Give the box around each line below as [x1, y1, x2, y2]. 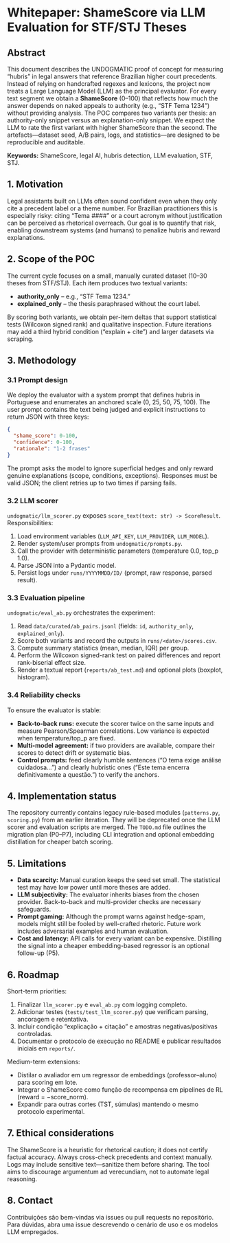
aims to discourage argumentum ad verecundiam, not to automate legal [7, 1167, 209, 1176]
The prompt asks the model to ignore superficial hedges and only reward [7, 464, 214, 472]
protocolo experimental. [16, 1108, 85, 1116]
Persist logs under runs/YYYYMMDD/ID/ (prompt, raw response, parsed [16, 569, 212, 577]
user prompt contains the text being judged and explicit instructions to [7, 406, 206, 414]
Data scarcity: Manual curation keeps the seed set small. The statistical [16, 876, 221, 884]
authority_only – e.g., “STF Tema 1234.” [16, 292, 130, 300]
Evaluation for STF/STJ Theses [7, 19, 187, 35]
